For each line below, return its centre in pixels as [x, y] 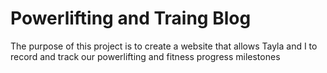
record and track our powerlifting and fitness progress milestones [145, 56]
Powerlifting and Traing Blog [131, 18]
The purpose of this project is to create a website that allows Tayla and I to [164, 46]
